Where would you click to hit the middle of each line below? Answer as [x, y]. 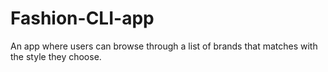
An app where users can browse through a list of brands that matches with [164, 46]
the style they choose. [56, 56]
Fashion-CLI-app [82, 18]
